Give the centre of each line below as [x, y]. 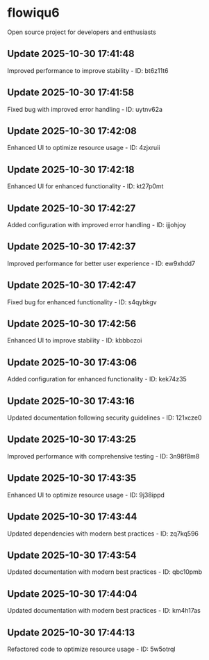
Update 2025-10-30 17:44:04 [72, 594]
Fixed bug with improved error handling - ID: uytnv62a [85, 109]
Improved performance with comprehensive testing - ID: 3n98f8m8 [103, 456]
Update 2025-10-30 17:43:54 [72, 555]
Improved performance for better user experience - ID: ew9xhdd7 [101, 263]
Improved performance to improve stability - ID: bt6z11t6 [88, 70]
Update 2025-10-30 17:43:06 [72, 362]
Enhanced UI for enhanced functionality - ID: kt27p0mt [85, 186]
